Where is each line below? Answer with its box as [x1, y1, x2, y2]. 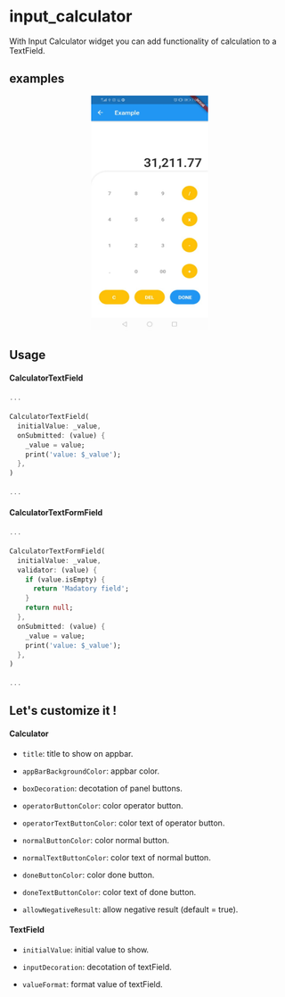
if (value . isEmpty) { [25, 574, 105, 584]
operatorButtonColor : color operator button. [21, 800, 184, 810]
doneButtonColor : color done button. [21, 869, 155, 880]
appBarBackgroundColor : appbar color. [21, 766, 160, 776]
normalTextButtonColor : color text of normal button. [21, 851, 211, 863]
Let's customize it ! [9, 703, 118, 718]
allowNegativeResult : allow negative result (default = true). [21, 904, 239, 915]
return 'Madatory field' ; [32, 584, 129, 593]
